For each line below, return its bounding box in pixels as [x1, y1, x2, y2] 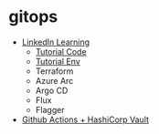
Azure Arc [35, 75, 74, 86]
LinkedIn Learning [21, 36, 90, 47]
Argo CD [35, 85, 69, 96]
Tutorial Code [35, 46, 88, 57]
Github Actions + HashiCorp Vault [21, 114, 150, 125]
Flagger [35, 104, 65, 115]
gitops [8, 6, 58, 27]
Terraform [35, 66, 74, 77]
